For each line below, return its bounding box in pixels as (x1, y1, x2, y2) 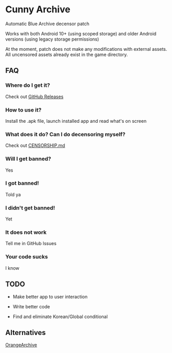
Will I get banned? (5, 155, 51, 162)
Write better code (12, 303, 50, 309)
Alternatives (5, 328, 46, 337)
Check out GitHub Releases (5, 94, 64, 100)
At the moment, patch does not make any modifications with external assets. (5, 46, 167, 52)
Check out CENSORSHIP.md (5, 142, 65, 148)
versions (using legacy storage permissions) (5, 36, 99, 42)
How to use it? (5, 106, 42, 114)
